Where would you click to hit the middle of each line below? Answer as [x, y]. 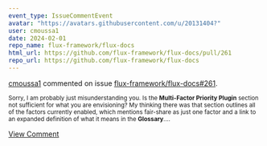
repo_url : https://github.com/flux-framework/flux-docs [104, 61]
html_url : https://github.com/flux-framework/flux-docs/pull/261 [120, 53]
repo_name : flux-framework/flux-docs [72, 46]
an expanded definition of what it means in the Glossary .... [89, 119]
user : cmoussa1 [34, 30]
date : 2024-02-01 [37, 38]
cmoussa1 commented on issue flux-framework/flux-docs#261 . [113, 83]
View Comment [34, 134]
